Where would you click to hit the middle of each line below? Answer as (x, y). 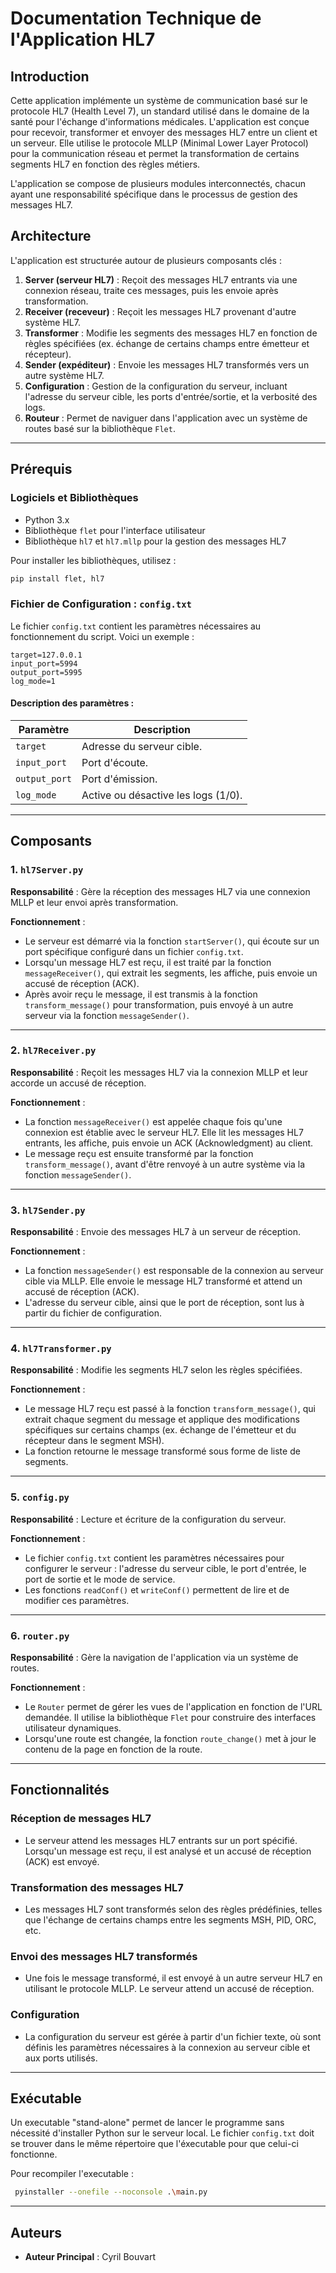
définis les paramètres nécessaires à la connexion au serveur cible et (167, 2047)
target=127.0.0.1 (46, 655)
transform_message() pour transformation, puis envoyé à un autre (159, 1004)
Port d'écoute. (115, 762)
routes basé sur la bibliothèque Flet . (100, 428)
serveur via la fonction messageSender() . (107, 1015)
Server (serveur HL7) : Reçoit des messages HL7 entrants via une (161, 279)
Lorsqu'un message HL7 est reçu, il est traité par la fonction (148, 962)
